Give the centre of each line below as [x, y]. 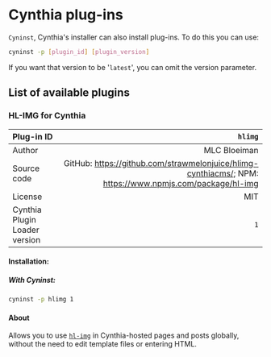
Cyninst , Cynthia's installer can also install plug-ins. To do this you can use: [134, 37]
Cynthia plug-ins [66, 15]
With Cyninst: [32, 280]
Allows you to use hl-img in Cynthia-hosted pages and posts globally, [124, 335]
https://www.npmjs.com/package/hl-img [181, 183]
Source [26, 168]
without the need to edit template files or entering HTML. [103, 344]
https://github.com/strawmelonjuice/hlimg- [176, 163]
